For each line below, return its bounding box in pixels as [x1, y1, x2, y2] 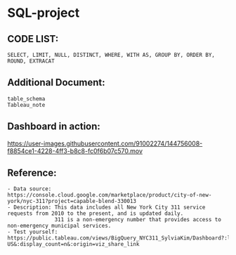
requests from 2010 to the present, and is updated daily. [7, 210, 184, 217]
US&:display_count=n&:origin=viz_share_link [7, 241, 140, 248]
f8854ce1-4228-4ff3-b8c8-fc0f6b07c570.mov [7, 146, 143, 155]
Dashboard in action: [7, 121, 100, 133]
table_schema [7, 95, 46, 103]
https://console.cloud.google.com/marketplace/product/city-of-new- [7, 192, 212, 199]
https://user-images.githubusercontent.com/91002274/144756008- [7, 139, 203, 148]
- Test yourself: [7, 228, 58, 236]
